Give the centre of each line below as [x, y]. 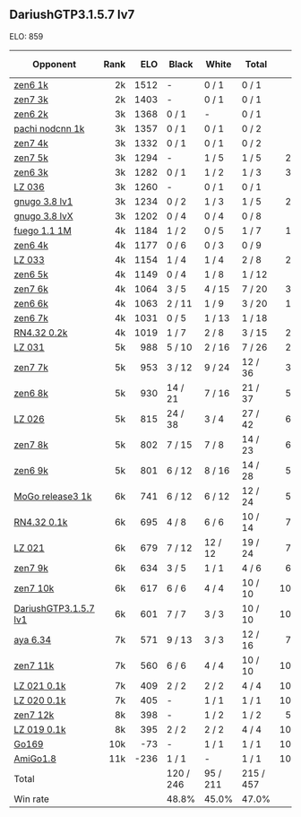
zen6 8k [31, 393]
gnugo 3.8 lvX [43, 216]
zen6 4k [31, 245]
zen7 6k [31, 289]
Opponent [54, 64]
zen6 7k [31, 317]
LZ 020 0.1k [40, 700]
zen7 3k [31, 100]
